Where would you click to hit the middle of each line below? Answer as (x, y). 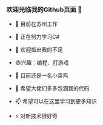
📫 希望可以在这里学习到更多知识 (56, 101)
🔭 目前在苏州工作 (36, 24)
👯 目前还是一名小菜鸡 (42, 76)
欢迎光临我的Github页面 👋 (44, 9)
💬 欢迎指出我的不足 (39, 50)
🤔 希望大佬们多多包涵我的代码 (52, 89)
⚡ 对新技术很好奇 (36, 116)
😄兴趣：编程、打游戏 (42, 62)
